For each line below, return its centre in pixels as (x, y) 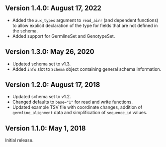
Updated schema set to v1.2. (41, 97)
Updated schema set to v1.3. (41, 64)
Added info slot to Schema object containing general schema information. (87, 69)
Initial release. (19, 140)
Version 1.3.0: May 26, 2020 (50, 52)
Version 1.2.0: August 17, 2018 (53, 85)
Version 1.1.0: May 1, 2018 (45, 128)
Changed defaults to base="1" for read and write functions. (73, 102)
